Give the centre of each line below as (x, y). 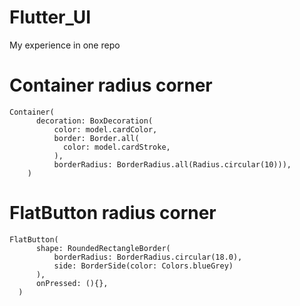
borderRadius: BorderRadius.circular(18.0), (148, 257)
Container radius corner (111, 85)
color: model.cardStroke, (116, 147)
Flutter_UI (50, 17)
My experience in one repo (65, 45)
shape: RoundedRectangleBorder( (103, 248)
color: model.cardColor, (105, 129)
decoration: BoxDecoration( (94, 121)
